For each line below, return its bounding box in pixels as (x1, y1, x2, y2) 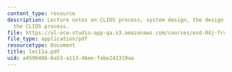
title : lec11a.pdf (7, 49, 60, 56)
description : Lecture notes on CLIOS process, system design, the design (7, 16, 224, 23)
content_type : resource (7, 10, 76, 17)
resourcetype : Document (7, 42, 76, 49)
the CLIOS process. (13, 23, 70, 29)
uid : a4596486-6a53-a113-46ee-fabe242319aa (7, 55, 135, 62)
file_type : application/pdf (7, 36, 88, 43)
